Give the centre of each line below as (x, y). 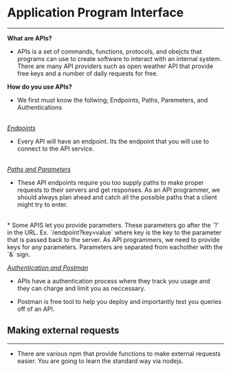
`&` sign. (19, 254)
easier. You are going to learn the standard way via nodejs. (100, 361)
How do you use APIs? (40, 87)
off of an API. (36, 309)
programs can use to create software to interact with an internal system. (119, 58)
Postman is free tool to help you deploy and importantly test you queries (119, 301)
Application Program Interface (96, 13)
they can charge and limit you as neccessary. (81, 288)
